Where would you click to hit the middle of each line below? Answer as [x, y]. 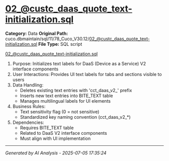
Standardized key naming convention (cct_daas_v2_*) [75, 117]
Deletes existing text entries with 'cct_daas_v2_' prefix [76, 90]
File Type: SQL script [60, 44]
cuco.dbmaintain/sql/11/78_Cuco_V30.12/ [47, 39]
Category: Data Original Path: [37, 33]
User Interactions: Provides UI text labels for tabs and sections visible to [87, 74]
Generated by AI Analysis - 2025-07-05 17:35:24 [56, 153]
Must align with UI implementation [55, 138]
